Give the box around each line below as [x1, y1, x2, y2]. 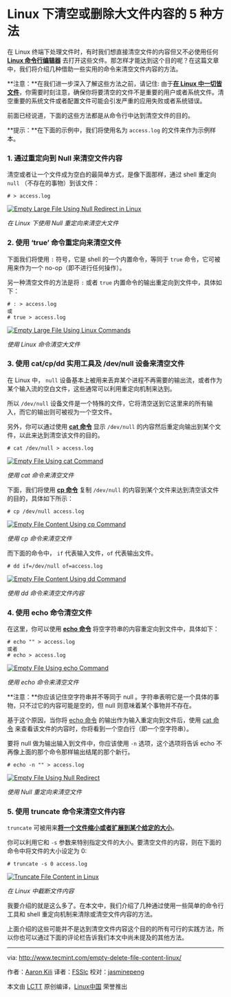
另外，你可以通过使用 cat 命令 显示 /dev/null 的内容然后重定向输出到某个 [7, 422, 215, 430]
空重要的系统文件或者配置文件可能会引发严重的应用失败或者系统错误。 [7, 96, 206, 105]
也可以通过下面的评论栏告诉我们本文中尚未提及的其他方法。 [19, 934, 188, 942]
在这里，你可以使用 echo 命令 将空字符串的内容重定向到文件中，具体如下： [7, 625, 220, 633]
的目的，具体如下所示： [7, 494, 74, 503]
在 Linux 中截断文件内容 [7, 887, 74, 895]
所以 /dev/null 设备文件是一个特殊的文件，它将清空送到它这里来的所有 [7, 399, 208, 407]
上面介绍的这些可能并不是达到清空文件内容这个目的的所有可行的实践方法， [7, 925, 218, 933]
